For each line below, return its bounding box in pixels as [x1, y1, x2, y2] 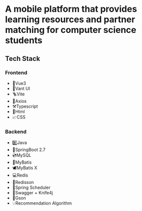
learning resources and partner [5, 14, 135, 25]
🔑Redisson [12, 180, 34, 185]
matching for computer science [5, 25, 137, 35]
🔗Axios [12, 98, 27, 104]
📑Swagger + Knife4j [12, 190, 53, 196]
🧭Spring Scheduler [12, 184, 51, 190]
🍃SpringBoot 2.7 [12, 147, 46, 153]
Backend [5, 128, 27, 135]
